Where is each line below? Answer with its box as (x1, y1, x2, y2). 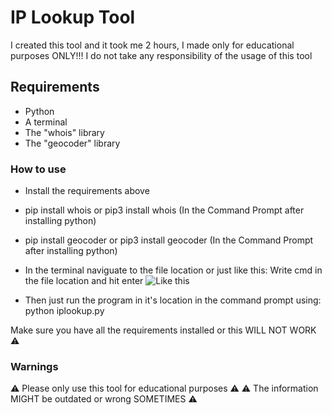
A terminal (24, 116, 68, 128)
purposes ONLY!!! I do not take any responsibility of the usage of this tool (10, 49, 313, 61)
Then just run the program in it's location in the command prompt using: (24, 294, 322, 306)
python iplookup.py (24, 305, 105, 317)
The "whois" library (24, 126, 105, 138)
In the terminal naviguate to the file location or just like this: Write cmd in (24, 264, 323, 276)
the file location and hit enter (24, 275, 144, 287)
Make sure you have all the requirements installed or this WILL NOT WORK (10, 324, 317, 336)
